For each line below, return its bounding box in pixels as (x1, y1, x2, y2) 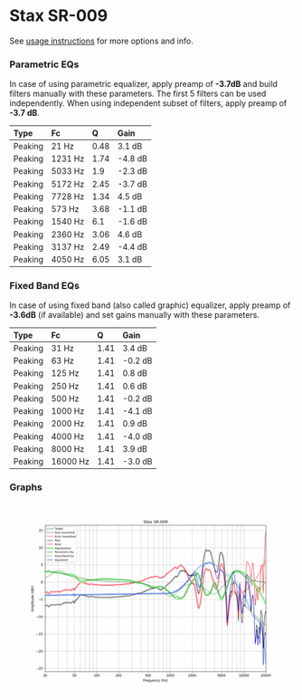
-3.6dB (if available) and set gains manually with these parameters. (9, 310, 260, 321)
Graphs (9, 481, 42, 494)
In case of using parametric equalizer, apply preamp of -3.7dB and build (9, 79, 278, 90)
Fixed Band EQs (9, 279, 80, 292)
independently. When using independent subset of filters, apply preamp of (9, 98, 288, 109)
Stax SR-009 (9, 5, 109, 26)
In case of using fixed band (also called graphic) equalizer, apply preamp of (9, 300, 291, 311)
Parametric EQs (9, 58, 80, 71)
